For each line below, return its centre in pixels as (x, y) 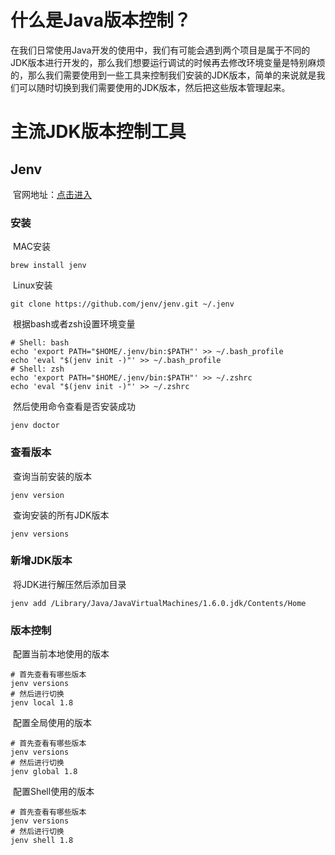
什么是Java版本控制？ (101, 20)
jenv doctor (35, 426)
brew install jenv (48, 266)
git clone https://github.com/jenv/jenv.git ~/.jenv (122, 304)
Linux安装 (32, 285)
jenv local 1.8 (42, 703)
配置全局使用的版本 (52, 723)
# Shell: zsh (37, 369)
